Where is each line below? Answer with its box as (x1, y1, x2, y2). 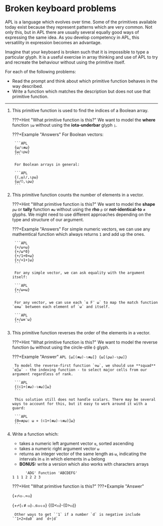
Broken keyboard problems (5, 3, 116, 14)
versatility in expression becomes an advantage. (5, 39, 102, 45)
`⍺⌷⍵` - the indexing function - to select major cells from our (12, 367, 147, 372)
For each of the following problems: (5, 68, 76, 74)
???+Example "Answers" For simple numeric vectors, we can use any (12, 226, 150, 232)
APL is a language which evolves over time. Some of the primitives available (5, 19, 157, 25)
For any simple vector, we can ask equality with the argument (14, 270, 145, 275)
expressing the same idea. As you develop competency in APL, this (5, 34, 140, 40)
